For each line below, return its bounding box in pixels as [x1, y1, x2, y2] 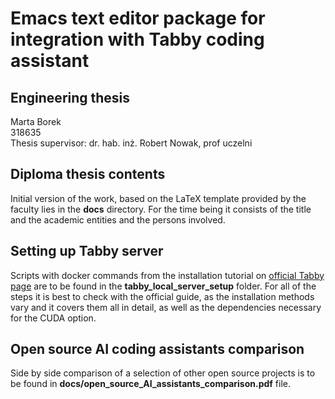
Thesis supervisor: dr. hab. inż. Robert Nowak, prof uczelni [10, 137, 253, 149]
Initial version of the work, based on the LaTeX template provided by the [10, 192, 307, 204]
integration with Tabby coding [10, 28, 265, 51]
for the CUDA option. [10, 312, 97, 324]
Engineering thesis [10, 89, 131, 106]
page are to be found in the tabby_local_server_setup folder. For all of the [10, 280, 317, 292]
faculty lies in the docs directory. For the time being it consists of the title [10, 203, 312, 215]
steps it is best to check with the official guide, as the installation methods [10, 290, 315, 302]
